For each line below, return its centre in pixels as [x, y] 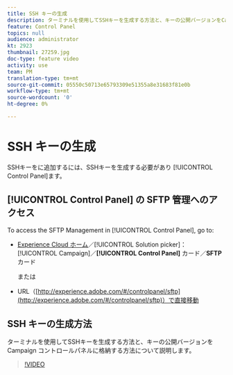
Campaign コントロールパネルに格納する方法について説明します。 [101, 351]
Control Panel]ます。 [36, 176]
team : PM [20, 72]
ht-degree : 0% [28, 104]
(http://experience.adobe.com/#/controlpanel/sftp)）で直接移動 [108, 300]
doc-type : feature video [43, 59]
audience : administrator [43, 40]
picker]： [174, 244]
